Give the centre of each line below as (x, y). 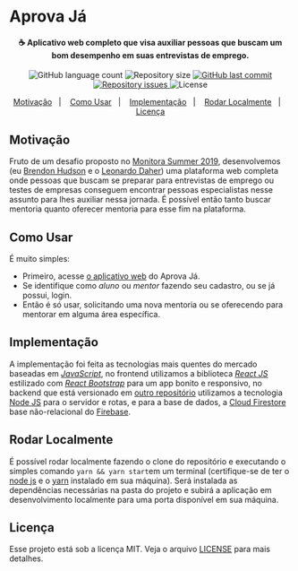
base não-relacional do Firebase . (70, 411)
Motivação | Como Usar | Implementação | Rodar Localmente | (147, 102)
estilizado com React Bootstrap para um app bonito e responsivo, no (136, 383)
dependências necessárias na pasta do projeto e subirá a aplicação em (140, 489)
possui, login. (47, 295)
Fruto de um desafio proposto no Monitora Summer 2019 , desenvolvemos (145, 161)
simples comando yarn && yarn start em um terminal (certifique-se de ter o (149, 471)
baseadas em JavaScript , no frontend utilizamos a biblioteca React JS (139, 373)
